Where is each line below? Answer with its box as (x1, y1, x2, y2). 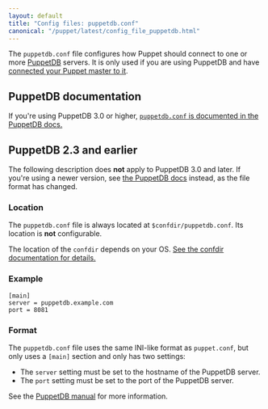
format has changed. (8, 182, 78, 191)
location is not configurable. (8, 229, 103, 238)
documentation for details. (8, 253, 96, 263)
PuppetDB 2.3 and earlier (8, 143, 138, 157)
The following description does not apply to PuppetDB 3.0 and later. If (8, 165, 241, 174)
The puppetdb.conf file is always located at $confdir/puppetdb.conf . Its (8, 220, 244, 230)
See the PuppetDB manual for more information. (8, 391, 168, 401)
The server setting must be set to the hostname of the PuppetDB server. (19, 367, 261, 377)
